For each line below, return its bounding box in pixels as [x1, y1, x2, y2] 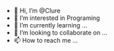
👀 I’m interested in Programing [13, 14, 100, 22]
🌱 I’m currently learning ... [13, 21, 88, 29]
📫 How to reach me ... [13, 37, 78, 44]
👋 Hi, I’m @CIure [13, 7, 61, 14]
